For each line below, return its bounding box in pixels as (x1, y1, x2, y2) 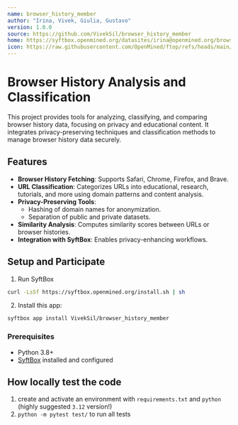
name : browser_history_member (7, 10, 97, 18)
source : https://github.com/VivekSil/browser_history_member (7, 30, 192, 38)
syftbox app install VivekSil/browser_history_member (7, 315, 170, 322)
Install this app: (17, 301, 62, 310)
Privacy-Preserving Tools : (17, 197, 97, 206)
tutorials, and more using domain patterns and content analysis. (17, 190, 204, 198)
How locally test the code (7, 376, 122, 388)
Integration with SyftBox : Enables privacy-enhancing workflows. (17, 235, 208, 244)
